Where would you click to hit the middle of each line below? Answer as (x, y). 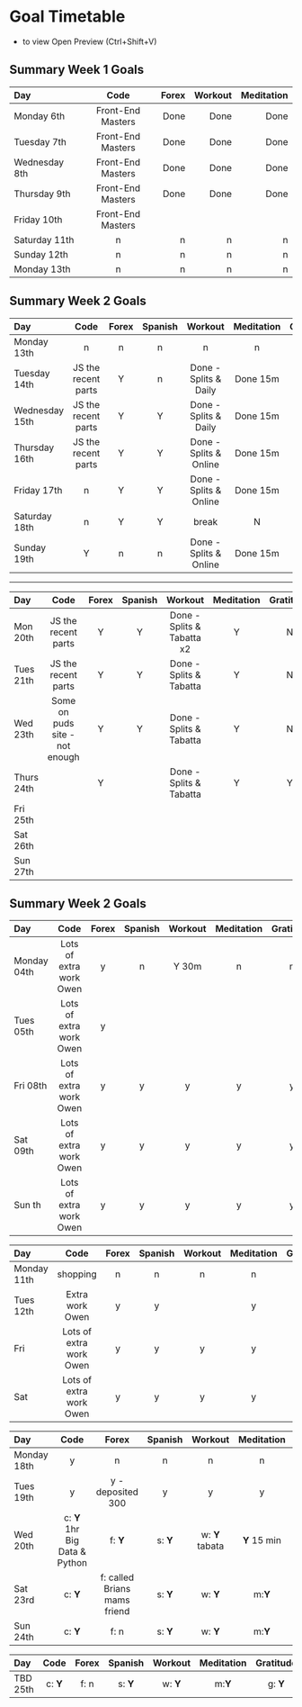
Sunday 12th (41, 254)
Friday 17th (38, 490)
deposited (117, 1492)
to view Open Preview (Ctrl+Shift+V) (89, 41)
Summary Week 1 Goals (77, 70)
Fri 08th (31, 1086)
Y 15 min (262, 1540)
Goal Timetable (67, 17)
